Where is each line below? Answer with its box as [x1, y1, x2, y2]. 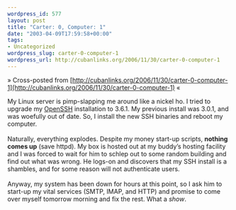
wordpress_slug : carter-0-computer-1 [7, 50, 119, 57]
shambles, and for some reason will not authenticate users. [7, 164, 180, 173]
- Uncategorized [7, 43, 55, 50]
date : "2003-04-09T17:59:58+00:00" [7, 30, 113, 37]
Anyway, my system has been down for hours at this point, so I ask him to [7, 180, 223, 188]
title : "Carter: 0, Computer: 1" [7, 23, 106, 30]
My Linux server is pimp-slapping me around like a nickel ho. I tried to [7, 97, 211, 105]
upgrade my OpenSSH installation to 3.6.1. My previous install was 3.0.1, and [7, 104, 229, 113]
